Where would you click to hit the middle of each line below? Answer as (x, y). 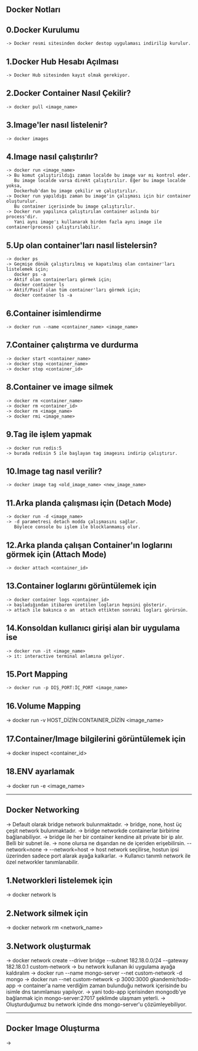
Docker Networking (43, 810)
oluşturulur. (22, 201)
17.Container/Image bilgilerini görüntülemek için (96, 739)
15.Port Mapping (37, 674)
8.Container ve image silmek (60, 387)
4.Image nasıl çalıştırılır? (52, 157)
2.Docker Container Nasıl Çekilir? (69, 93)
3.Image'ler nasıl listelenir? (57, 125)
